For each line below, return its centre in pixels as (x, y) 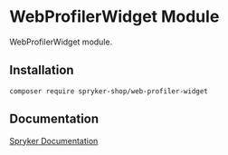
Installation (42, 70)
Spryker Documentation (54, 140)
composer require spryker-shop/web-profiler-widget (109, 91)
